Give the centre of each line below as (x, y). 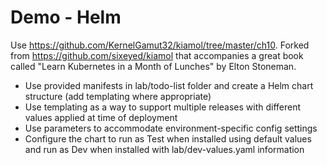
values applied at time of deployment (101, 117)
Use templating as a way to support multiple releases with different (163, 107)
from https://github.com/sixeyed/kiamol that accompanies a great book (157, 55)
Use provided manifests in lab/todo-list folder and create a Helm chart (169, 85)
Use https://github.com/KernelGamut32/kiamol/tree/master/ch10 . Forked (160, 45)
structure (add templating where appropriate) (118, 96)
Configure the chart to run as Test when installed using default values (168, 138)
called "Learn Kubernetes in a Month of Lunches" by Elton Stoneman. (153, 66)
